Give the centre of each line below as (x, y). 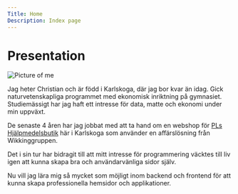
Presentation (46, 56)
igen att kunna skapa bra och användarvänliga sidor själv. (92, 162)
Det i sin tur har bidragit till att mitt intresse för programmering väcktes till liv (119, 154)
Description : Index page (44, 21)
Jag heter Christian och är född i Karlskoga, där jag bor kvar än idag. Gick (115, 89)
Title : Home (25, 14)
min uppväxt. (27, 112)
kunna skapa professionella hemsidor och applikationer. (89, 183)
